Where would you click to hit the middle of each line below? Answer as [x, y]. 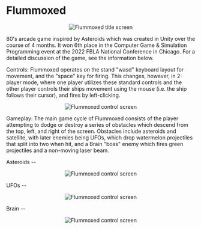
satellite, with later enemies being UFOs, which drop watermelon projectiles [100, 137]
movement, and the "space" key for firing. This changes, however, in [91, 76]
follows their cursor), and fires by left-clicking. [63, 95]
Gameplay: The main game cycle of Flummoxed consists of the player [92, 118]
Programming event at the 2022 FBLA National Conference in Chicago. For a [101, 51]
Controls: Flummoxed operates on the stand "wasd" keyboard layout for [95, 69]
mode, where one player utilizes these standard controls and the [103, 82]
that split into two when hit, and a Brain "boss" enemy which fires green [95, 144]
